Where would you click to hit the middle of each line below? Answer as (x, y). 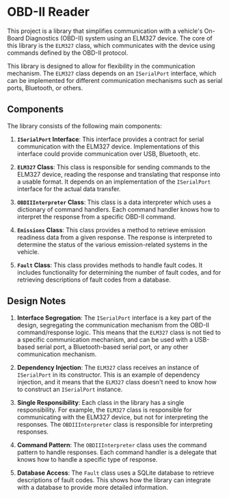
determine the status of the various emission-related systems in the (112, 245)
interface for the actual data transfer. (69, 188)
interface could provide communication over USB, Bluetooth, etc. (108, 153)
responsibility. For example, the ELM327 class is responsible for (104, 410)
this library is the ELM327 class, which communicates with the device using (111, 45)
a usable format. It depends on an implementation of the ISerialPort (114, 182)
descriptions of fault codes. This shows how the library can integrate (114, 480)
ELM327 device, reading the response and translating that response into (119, 174)
